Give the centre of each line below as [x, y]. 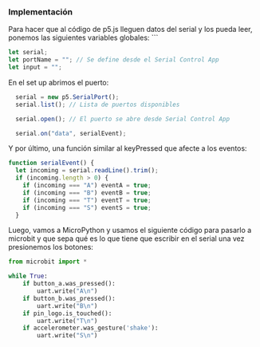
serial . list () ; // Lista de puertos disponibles [98, 104]
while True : [28, 276]
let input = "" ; [35, 67]
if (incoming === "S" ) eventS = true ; [87, 207]
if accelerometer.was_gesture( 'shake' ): [91, 328]
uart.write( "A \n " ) [67, 291]
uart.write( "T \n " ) [67, 321]
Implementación [41, 12]
